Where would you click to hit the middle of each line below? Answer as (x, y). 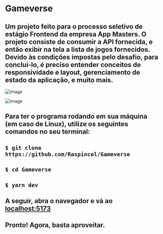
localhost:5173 (28, 208)
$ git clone (23, 148)
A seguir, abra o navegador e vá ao (59, 201)
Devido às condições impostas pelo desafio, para (82, 57)
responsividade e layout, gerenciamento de (73, 72)
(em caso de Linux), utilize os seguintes (67, 124)
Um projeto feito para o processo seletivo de (74, 27)
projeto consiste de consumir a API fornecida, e (79, 42)
